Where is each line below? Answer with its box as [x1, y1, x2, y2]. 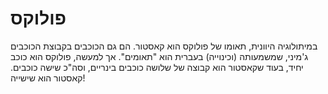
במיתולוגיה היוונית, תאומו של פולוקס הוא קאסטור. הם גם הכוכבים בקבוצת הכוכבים [10, 40, 318, 52]
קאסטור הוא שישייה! [10, 72, 86, 84]
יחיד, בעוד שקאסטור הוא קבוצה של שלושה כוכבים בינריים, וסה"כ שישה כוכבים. [10, 61, 304, 73]
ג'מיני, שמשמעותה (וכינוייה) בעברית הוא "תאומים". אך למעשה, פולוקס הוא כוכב [10, 50, 309, 62]
